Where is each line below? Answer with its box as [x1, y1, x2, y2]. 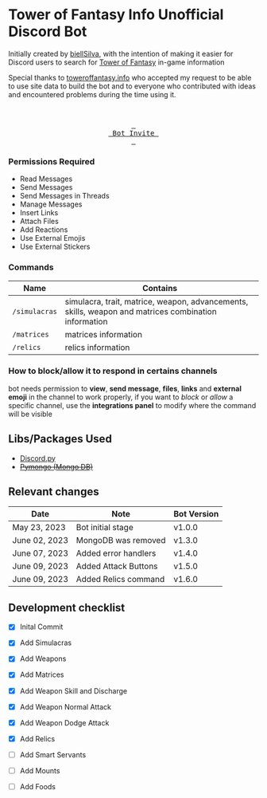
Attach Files [19, 217, 60, 226]
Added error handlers [75, 548, 157, 559]
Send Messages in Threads [19, 191, 110, 201]
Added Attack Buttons [75, 560, 158, 572]
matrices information [64, 328, 143, 340]
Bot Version [173, 509, 219, 520]
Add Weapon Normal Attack [19, 702, 111, 711]
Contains [141, 282, 178, 293]
